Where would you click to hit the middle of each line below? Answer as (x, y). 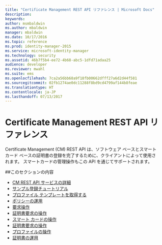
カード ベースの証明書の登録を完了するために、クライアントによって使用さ (81, 155)
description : (18, 14)
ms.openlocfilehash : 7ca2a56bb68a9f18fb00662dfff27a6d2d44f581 (71, 78)
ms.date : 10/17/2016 (26, 37)
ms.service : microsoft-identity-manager (47, 51)
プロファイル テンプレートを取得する (49, 195)
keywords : (15, 19)
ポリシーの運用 (27, 201)
